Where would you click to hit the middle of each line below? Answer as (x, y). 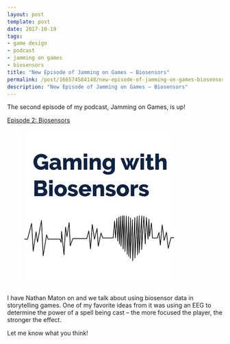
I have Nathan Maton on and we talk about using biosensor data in (100, 298)
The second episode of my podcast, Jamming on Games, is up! (97, 107)
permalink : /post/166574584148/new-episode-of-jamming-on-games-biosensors (117, 79)
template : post (29, 22)
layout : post (26, 14)
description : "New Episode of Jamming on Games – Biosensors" (98, 87)
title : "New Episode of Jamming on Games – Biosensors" (88, 72)
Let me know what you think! (48, 333)
